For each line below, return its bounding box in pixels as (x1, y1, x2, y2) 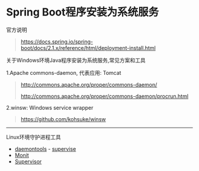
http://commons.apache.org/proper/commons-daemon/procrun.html (20, 93, 188, 100)
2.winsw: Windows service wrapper (6, 104, 94, 111)
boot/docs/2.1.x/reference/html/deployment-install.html (20, 44, 156, 51)
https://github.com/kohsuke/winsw (20, 115, 106, 122)
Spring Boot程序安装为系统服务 (6, 5, 159, 19)
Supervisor (14, 158, 42, 165)
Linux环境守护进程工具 (6, 133, 61, 140)
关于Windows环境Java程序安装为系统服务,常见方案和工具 (6, 56, 146, 64)
